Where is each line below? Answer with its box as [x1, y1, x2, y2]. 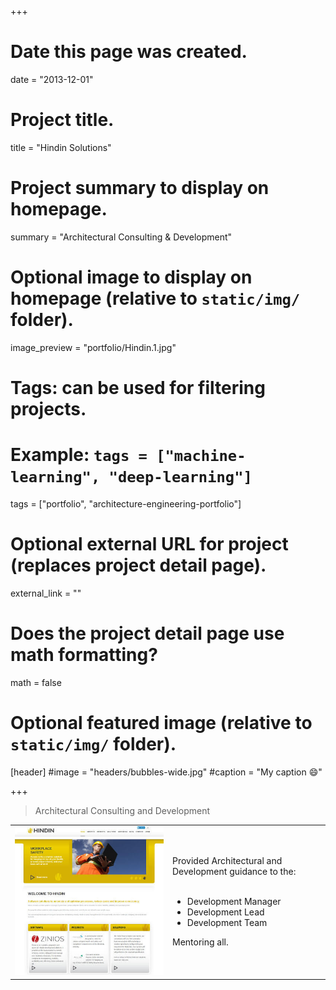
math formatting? [10, 644, 158, 666]
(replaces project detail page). [10, 554, 267, 577]
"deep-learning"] [108, 468, 253, 487]
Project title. [10, 109, 115, 131]
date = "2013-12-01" [10, 73, 94, 85]
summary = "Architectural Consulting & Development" [10, 231, 233, 243]
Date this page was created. [10, 41, 248, 63]
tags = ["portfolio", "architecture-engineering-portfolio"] [10, 497, 242, 510]
